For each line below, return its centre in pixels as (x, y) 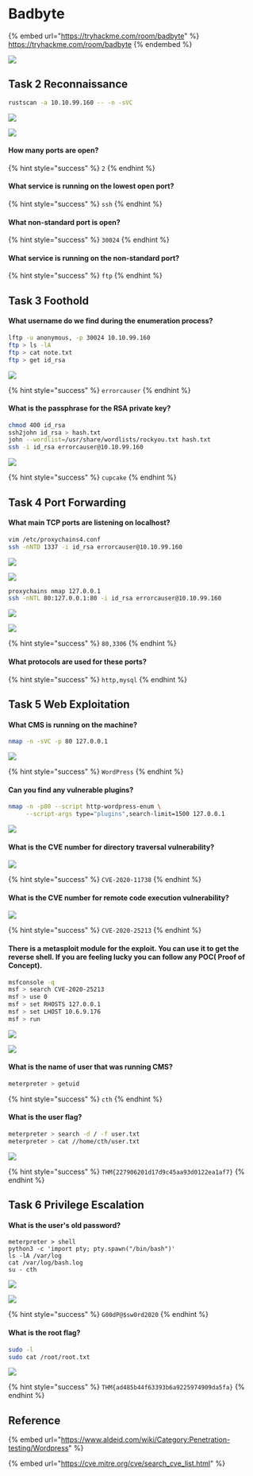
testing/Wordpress (38, 1448)
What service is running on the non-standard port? (94, 258)
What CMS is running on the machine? (73, 724)
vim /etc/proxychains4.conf (55, 539)
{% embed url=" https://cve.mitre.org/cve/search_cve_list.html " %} (117, 1463)
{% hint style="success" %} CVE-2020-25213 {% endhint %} (105, 930)
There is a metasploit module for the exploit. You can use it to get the (124, 948)
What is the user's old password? (65, 1225)
